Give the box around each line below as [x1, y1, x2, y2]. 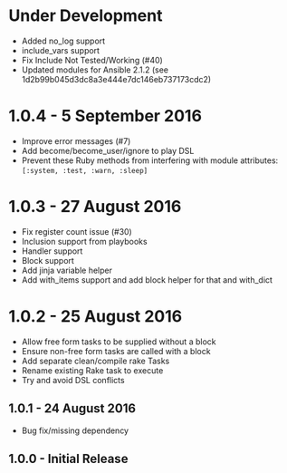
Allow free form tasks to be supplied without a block [21, 336, 216, 347]
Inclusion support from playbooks [21, 236, 148, 246]
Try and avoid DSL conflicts [21, 374, 125, 385]
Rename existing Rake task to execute [21, 364, 164, 376]
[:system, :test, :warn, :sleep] [21, 166, 148, 175]
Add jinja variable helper [21, 265, 112, 275]
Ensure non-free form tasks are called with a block [21, 345, 211, 356]
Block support [21, 255, 74, 265]
